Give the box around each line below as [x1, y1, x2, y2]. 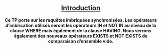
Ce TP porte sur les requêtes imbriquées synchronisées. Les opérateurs [4, 17, 157, 23]
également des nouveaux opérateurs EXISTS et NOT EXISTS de [13, 33, 148, 39]
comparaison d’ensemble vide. [48, 38, 114, 44]
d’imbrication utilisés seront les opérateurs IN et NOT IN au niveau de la [5, 22, 157, 28]
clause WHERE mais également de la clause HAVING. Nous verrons [10, 27, 152, 34]
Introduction [61, 4, 101, 12]
